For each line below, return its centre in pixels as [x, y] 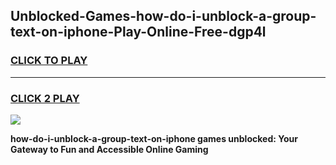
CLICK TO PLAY [49, 61]
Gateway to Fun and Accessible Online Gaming [109, 149]
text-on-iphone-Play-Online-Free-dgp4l [138, 32]
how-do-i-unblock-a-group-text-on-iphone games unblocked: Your [154, 138]
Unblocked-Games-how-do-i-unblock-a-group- [163, 16]
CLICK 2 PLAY [45, 98]
